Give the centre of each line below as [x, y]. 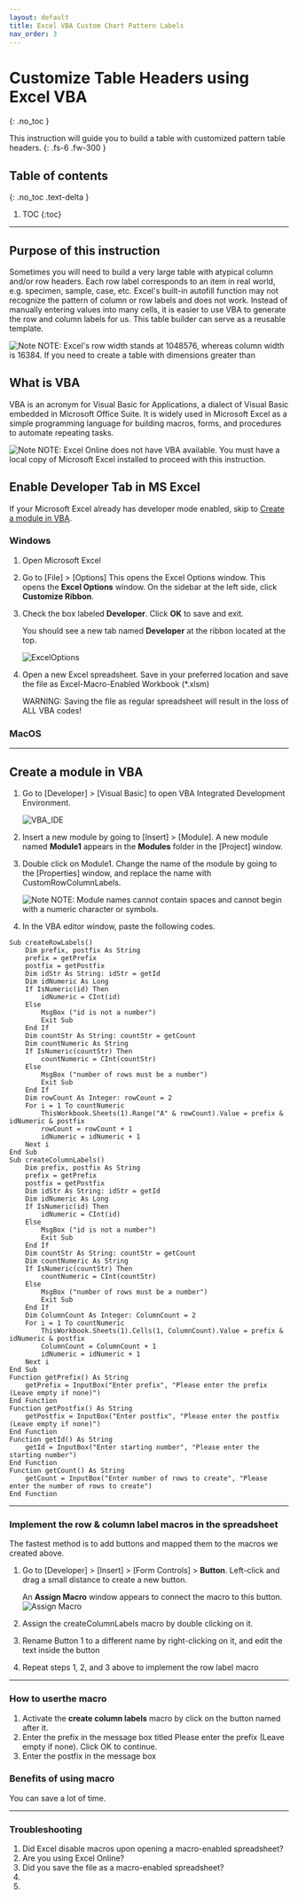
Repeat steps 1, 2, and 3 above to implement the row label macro [140, 1667]
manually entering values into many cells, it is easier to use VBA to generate [148, 309]
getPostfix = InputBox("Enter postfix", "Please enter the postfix [152, 1416]
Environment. [46, 802]
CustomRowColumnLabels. [71, 882]
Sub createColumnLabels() [57, 1160]
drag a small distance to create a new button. [105, 1580]
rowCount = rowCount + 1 [87, 1129]
